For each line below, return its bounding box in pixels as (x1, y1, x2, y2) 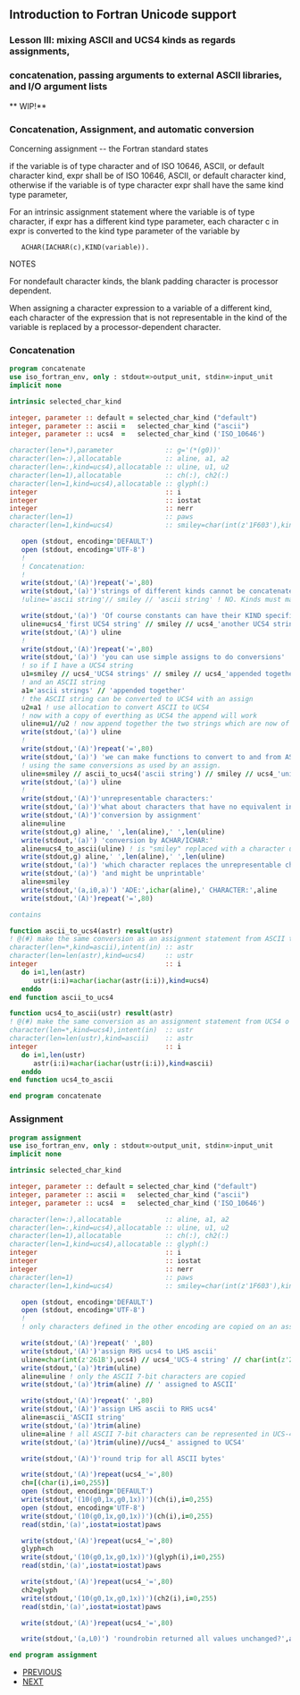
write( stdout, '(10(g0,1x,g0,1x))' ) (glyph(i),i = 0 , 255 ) (21, 1553, 226, 1562)
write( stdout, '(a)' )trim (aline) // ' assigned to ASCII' (21, 1380, 238, 1389)
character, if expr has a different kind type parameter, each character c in (9, 216, 279, 226)
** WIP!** (9, 100, 47, 111)
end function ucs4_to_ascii (9, 1075, 114, 1085)
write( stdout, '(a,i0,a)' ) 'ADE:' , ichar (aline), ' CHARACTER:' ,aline (21, 886, 278, 894)
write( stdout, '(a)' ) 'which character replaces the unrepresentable (21, 860, 281, 870)
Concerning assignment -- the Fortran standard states (9, 143, 209, 154)
